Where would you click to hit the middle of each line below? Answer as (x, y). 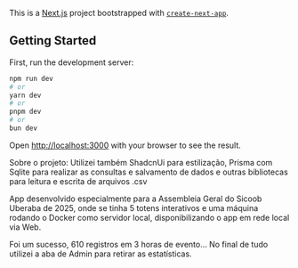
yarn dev (25, 95)
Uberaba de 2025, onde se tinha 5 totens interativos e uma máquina (134, 207)
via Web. (25, 227)
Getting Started (53, 41)
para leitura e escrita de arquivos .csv (78, 181)
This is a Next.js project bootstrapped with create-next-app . (119, 13)
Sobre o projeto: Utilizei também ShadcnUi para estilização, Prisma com (141, 162)
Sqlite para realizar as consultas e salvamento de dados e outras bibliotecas (149, 172)
